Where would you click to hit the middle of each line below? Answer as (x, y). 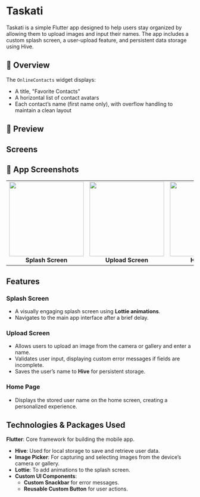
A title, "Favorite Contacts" (47, 91)
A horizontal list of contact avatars (57, 97)
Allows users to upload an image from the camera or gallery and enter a (103, 346)
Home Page (23, 387)
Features (23, 281)
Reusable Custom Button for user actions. (76, 489)
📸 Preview (25, 129)
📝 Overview (28, 65)
